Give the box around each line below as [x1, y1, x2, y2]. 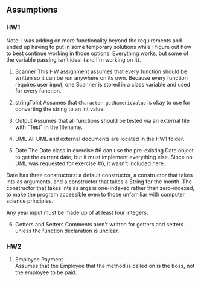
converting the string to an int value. [14, 105, 106, 113]
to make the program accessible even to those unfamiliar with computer [6, 191, 185, 198]
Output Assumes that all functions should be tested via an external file [14, 117, 190, 124]
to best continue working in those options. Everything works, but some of [6, 50, 189, 57]
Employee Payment [14, 255, 63, 263]
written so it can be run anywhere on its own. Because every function [14, 74, 188, 81]
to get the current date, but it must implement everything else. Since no [14, 153, 193, 160]
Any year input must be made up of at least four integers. [6, 209, 148, 216]
